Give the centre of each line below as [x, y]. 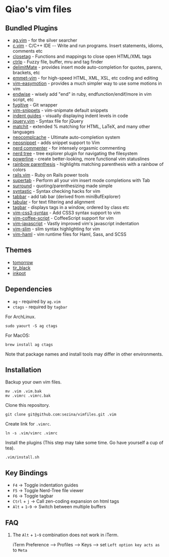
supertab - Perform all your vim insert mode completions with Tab [81, 180]
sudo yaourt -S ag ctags [31, 326]
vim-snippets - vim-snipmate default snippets [60, 110]
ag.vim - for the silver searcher [45, 40]
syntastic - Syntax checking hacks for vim [56, 191]
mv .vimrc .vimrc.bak [28, 396]
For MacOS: [18, 335]
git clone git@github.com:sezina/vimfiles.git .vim [61, 414]
